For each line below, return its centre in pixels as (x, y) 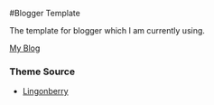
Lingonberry (46, 91)
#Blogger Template (45, 13)
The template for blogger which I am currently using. (107, 30)
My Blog (25, 48)
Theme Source (42, 72)
